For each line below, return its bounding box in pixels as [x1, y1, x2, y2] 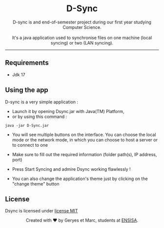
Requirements [5, 59, 49, 67]
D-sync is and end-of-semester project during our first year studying [13, 19, 151, 25]
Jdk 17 [12, 71, 25, 77]
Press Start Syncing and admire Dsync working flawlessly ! [12, 166, 131, 172]
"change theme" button [12, 181, 60, 186]
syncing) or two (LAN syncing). [50, 40, 114, 46]
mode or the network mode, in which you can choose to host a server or [12, 137, 158, 142]
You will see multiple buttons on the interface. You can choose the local [12, 132, 156, 137]
